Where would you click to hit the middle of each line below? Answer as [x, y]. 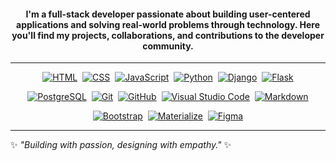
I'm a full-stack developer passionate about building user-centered [168, 14]
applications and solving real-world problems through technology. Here [168, 24]
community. [168, 46]
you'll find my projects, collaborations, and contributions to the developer [168, 35]
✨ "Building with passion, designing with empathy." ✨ [121, 145]
